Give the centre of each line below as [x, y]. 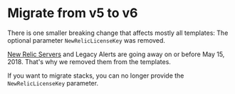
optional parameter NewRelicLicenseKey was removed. [87, 40]
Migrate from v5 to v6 [73, 13]
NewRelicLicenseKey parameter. [53, 83]
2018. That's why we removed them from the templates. [89, 61]
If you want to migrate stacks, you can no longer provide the [96, 75]
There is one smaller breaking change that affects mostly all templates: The [118, 33]
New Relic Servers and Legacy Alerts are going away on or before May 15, [116, 54]
